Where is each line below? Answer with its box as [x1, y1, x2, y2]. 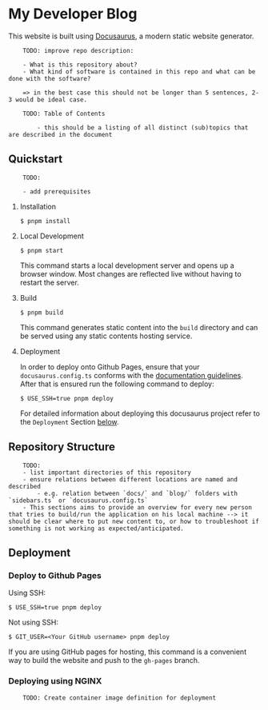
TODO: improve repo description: [22, 46, 134, 54]
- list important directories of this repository [22, 469, 192, 477]
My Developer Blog [8, 5, 138, 23]
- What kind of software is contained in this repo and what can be [22, 67, 256, 76]
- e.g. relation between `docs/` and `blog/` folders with [37, 489, 238, 497]
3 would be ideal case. [8, 95, 88, 104]
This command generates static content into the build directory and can [19, 322, 258, 332]
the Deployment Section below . [19, 417, 119, 426]
